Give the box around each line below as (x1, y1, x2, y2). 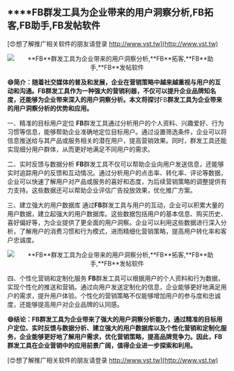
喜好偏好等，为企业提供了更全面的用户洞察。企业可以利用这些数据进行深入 (7, 218, 221, 227)
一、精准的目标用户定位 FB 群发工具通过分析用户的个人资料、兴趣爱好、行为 (7, 119, 224, 127)
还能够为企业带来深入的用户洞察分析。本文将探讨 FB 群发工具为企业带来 (19, 95, 223, 103)
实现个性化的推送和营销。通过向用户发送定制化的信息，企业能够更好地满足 (7, 282, 221, 291)
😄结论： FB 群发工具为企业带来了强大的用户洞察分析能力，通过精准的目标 (7, 315, 217, 323)
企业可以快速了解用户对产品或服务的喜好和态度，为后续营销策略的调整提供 (7, 177, 221, 185)
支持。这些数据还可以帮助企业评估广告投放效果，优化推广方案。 (13, 185, 196, 194)
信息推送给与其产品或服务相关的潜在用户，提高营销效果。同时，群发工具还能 (7, 136, 227, 144)
